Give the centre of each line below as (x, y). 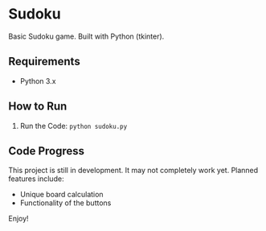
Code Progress (46, 151)
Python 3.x (38, 80)
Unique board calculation (61, 195)
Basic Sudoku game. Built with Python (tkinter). (86, 36)
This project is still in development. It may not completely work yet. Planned (133, 171)
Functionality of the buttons (65, 203)
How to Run (38, 107)
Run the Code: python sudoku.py (74, 126)
